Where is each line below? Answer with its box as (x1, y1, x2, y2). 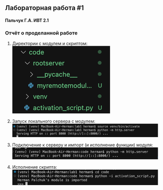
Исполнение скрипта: (12, 164, 57, 170)
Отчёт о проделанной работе (5, 29, 78, 36)
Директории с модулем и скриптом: (12, 41, 88, 47)
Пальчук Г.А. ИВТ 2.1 (5, 17, 49, 23)
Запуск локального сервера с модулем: (12, 119, 96, 124)
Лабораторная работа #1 (5, 4, 84, 12)
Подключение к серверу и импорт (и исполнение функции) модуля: (12, 142, 153, 148)
